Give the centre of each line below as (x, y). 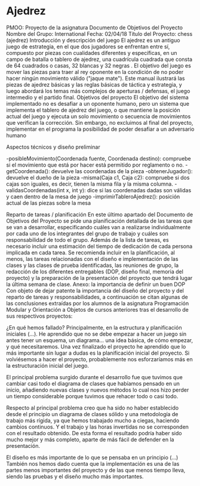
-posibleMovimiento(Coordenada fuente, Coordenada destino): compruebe (99, 158)
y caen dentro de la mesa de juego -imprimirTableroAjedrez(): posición (93, 196)
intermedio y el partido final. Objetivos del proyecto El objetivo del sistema (98, 97)
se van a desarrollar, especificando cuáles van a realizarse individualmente (99, 227)
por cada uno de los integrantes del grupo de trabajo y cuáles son (87, 233)
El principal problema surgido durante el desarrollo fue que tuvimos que (95, 377)
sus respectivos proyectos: (39, 316)
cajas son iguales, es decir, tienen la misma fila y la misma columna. (90, 184)
